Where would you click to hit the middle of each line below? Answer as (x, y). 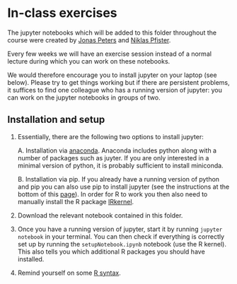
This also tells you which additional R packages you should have (111, 252)
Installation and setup (56, 120)
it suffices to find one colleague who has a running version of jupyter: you (115, 90)
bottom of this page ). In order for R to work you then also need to (112, 194)
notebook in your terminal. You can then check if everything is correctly (121, 236)
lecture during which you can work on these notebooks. (89, 61)
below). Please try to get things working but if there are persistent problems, (118, 82)
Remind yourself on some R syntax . (69, 273)
